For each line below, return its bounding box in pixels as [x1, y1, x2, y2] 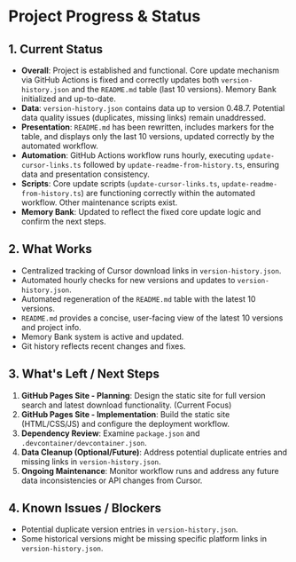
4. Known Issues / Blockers [8, 501, 161, 516]
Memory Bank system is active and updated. [20, 331, 184, 342]
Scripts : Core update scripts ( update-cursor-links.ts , [20, 178, 221, 188]
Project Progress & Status [8, 6, 201, 27]
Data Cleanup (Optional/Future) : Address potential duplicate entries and [20, 447, 288, 457]
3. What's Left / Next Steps [8, 367, 160, 382]
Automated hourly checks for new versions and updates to [20, 274, 236, 285]
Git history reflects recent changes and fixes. [20, 340, 186, 352]
